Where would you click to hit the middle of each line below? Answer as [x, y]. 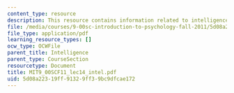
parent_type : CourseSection [48, 59]
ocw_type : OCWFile [34, 46]
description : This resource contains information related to [98, 20]
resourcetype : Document [42, 66]
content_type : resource [42, 14]
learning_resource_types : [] [49, 40]
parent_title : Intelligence [48, 53]
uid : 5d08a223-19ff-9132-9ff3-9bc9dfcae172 [71, 79]
